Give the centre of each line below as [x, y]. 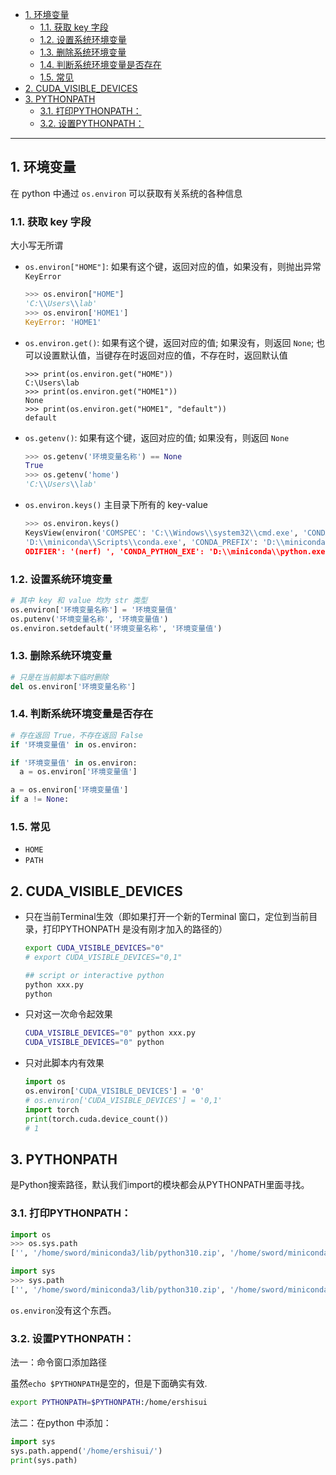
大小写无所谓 [36, 245]
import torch [52, 1109]
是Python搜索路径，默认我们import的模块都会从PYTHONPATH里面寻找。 [160, 1185]
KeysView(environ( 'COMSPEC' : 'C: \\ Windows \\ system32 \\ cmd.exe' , [161, 533]
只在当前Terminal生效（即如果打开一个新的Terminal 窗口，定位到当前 [167, 917]
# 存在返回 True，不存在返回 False [76, 735]
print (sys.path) [44, 1460]
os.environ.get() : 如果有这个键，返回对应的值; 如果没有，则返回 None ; [169, 342]
